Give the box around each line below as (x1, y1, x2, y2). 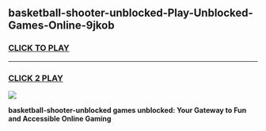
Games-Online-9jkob (8, 19, 115, 33)
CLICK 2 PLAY (8, 72, 63, 83)
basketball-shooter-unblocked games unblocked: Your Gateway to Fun (8, 105, 247, 114)
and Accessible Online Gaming (8, 114, 112, 123)
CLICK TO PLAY (8, 43, 70, 54)
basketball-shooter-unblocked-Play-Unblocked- (8, 6, 253, 20)
